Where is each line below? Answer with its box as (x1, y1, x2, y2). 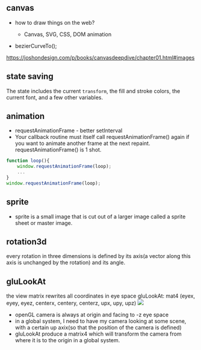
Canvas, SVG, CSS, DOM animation (23, 31, 112, 38)
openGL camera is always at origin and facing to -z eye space (14, 311, 169, 319)
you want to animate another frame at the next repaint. (14, 140, 150, 147)
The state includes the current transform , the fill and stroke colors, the (6, 87, 181, 94)
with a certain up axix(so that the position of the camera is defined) (14, 324, 182, 331)
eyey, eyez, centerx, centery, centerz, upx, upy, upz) (6, 299, 137, 307)
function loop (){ (6, 158, 50, 164)
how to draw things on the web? (14, 19, 95, 26)
